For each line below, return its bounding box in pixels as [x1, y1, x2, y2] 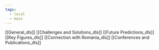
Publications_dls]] [5, 40, 41, 46]
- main [9, 16, 23, 21]
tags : [5, 7, 16, 12]
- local [9, 12, 26, 17]
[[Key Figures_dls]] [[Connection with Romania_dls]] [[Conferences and [5, 34, 150, 40]
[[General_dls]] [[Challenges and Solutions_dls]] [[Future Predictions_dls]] [5, 30, 155, 35]
